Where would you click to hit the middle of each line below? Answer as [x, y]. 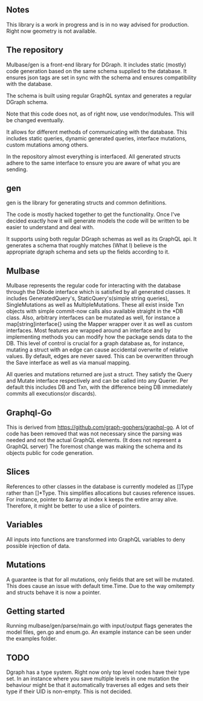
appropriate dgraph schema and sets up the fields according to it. [88, 252]
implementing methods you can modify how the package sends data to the [99, 337]
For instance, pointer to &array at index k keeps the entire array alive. [92, 499]
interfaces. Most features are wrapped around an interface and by [89, 331]
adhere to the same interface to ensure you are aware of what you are [93, 163]
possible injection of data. [38, 546]
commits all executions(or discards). [51, 394]
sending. [17, 169]
